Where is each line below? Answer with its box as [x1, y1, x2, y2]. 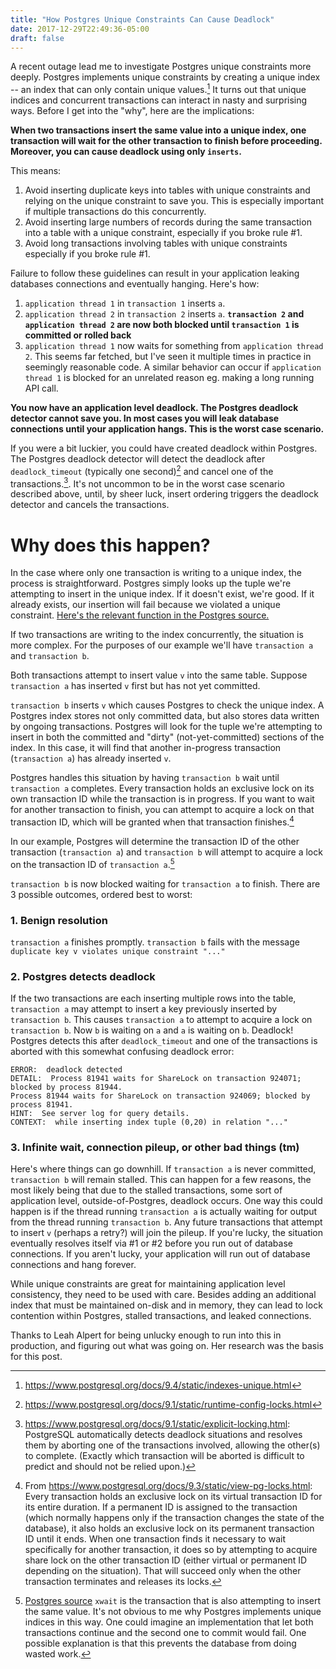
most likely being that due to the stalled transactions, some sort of [10, 1184, 283, 1196]
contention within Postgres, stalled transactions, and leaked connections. [10, 1310, 312, 1322]
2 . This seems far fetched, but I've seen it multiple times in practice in [24, 351, 312, 363]
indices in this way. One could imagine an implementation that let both [24, 1616, 314, 1628]
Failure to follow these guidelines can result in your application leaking [10, 267, 300, 280]
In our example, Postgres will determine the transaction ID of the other [10, 835, 300, 847]
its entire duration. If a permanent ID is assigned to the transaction [24, 1501, 298, 1513]
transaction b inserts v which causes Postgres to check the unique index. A [10, 699, 325, 711]
